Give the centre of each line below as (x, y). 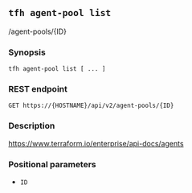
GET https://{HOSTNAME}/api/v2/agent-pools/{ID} (91, 106)
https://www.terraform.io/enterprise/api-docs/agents (96, 143)
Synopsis (27, 52)
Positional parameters (52, 164)
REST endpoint (38, 89)
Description (32, 126)
